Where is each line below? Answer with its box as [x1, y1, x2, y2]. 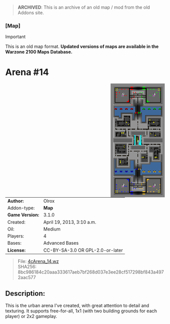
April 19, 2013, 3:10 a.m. [43, 219, 96, 225]
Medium [43, 226, 61, 232]
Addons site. [17, 10, 45, 16]
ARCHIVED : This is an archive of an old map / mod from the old [17, 5, 150, 10]
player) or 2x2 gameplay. [5, 313, 57, 319]
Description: [5, 289, 46, 298]
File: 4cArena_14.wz [17, 258, 59, 264]
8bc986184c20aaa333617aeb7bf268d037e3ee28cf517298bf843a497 [17, 269, 164, 275]
